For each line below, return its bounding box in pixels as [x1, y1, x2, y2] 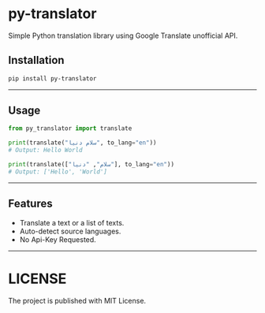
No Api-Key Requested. [19, 234, 96, 244]
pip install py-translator [8, 74, 97, 83]
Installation [8, 54, 65, 67]
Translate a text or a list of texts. [19, 218, 125, 227]
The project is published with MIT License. [8, 296, 147, 305]
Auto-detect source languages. [19, 226, 121, 236]
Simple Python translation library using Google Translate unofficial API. [8, 31, 238, 40]
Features [8, 197, 53, 211]
